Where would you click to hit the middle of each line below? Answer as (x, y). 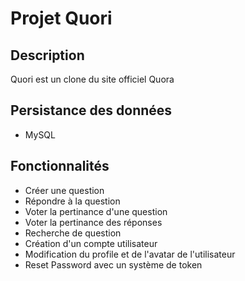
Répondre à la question (72, 201)
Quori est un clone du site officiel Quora (92, 79)
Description (47, 55)
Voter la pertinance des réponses (93, 222)
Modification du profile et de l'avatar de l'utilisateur (130, 254)
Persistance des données (91, 110)
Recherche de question (73, 233)
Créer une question (64, 190)
